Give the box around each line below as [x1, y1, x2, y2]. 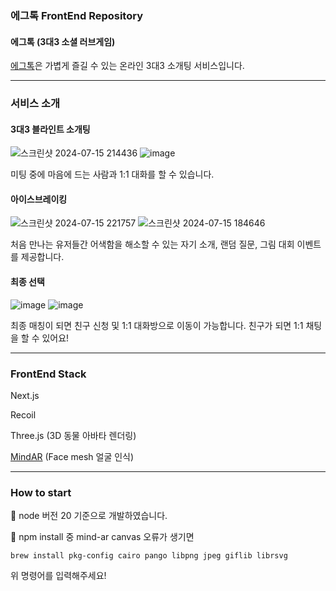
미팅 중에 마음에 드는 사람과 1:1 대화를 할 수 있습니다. [10, 168, 215, 181]
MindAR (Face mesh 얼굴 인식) [10, 450, 135, 462]
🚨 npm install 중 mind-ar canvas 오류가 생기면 [10, 531, 195, 543]
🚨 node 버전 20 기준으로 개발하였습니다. [10, 510, 168, 522]
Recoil [10, 408, 37, 421]
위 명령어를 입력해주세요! [10, 570, 107, 582]
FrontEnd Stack [10, 367, 87, 381]
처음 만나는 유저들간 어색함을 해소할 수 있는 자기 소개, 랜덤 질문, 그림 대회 [10, 238, 295, 251]
